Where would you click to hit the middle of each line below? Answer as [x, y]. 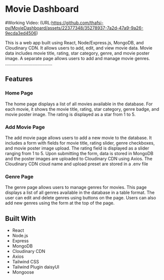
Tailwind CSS [26, 262]
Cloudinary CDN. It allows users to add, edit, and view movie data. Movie [79, 48]
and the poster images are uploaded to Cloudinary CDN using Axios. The [79, 158]
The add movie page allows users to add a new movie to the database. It [79, 138]
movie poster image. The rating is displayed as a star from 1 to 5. [70, 114]
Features [19, 79]
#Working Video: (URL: [28, 23]
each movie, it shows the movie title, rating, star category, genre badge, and [82, 109]
